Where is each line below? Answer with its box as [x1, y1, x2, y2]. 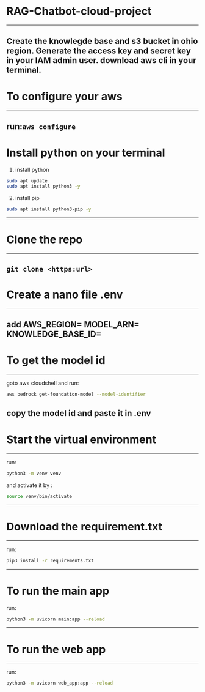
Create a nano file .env [6, 288, 123, 301]
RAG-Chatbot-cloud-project [6, 4, 152, 18]
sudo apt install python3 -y [6, 184, 81, 190]
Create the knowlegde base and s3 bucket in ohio [6, 36, 198, 47]
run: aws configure [6, 121, 76, 132]
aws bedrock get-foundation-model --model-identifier [6, 391, 146, 397]
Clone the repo [6, 233, 83, 247]
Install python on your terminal [6, 146, 165, 160]
